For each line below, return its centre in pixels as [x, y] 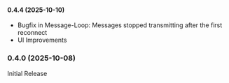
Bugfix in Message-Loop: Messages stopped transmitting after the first [120, 25]
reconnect [32, 33]
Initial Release [27, 73]
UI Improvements [42, 40]
